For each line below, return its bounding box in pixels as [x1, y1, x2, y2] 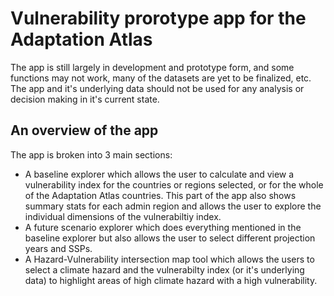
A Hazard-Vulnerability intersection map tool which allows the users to [24, 253, 315, 265]
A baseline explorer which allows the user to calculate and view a [24, 168, 295, 180]
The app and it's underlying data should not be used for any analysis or [10, 82, 305, 94]
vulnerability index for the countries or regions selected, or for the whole [24, 178, 324, 191]
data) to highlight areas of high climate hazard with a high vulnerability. [24, 274, 318, 286]
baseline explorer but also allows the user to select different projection [24, 232, 316, 244]
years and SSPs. [24, 242, 93, 254]
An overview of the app [10, 122, 159, 139]
